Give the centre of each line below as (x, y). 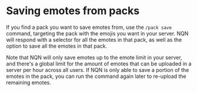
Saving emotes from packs (73, 11)
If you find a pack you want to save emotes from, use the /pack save (89, 27)
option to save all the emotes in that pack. (57, 46)
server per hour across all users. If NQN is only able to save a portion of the (98, 70)
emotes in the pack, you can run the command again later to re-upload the (96, 76)
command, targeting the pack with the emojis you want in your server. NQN (97, 33)
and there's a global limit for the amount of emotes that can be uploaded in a (99, 64)
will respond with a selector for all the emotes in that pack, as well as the (94, 40)
